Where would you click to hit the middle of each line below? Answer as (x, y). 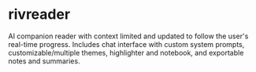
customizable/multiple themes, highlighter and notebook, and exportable (126, 52)
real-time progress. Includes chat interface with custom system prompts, (126, 44)
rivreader (39, 14)
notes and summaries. (44, 61)
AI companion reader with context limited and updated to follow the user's (128, 36)
